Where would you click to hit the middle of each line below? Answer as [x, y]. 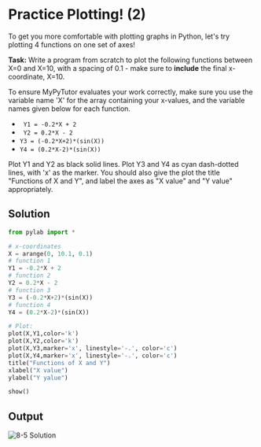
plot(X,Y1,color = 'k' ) [44, 334]
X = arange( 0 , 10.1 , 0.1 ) [50, 253]
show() [19, 392]
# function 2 [29, 276]
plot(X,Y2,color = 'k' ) [44, 341]
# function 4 [29, 305]
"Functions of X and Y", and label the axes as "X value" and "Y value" [121, 181]
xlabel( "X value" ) [38, 370]
